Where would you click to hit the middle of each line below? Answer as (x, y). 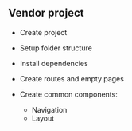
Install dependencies (54, 63)
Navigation (49, 109)
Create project (43, 32)
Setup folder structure (56, 48)
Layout (43, 118)
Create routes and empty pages (72, 78)
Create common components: (68, 94)
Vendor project (47, 13)
